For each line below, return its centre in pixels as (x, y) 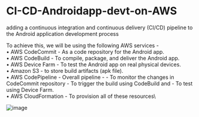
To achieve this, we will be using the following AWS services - (82, 45)
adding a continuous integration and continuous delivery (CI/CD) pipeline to (99, 27)
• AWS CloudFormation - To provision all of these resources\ (81, 96)
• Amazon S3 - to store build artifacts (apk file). (65, 70)
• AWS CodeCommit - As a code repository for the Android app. (85, 51)
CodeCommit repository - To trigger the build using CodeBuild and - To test (99, 83)
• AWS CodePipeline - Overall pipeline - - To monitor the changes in (91, 77)
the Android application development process (62, 33)
